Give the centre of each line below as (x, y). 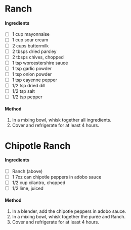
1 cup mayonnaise (31, 34)
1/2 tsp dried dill (29, 85)
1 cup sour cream (30, 40)
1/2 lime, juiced (28, 188)
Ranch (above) (27, 171)
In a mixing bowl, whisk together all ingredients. (62, 120)
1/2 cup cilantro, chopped (39, 183)
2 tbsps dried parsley (34, 51)
